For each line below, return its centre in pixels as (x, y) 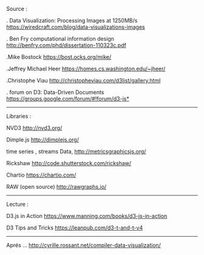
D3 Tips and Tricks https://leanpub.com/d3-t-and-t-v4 (75, 228)
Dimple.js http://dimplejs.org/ (43, 140)
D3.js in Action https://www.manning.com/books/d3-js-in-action (87, 216)
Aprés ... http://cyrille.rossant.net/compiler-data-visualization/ (83, 245)
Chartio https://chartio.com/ (41, 175)
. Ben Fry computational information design (60, 39)
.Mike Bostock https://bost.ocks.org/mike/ (59, 57)
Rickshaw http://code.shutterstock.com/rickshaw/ (69, 163)
